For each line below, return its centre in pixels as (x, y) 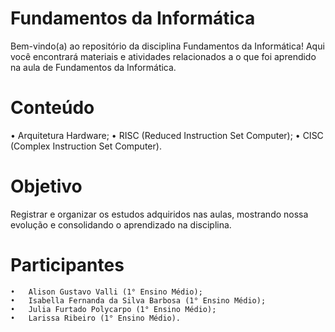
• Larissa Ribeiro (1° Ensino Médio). (96, 318)
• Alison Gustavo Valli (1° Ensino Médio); (106, 292)
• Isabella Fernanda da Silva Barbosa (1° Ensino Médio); (138, 300)
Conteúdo (52, 108)
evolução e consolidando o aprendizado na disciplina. (121, 224)
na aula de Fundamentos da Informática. (93, 67)
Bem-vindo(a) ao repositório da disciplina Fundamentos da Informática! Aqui (167, 46)
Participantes (67, 265)
